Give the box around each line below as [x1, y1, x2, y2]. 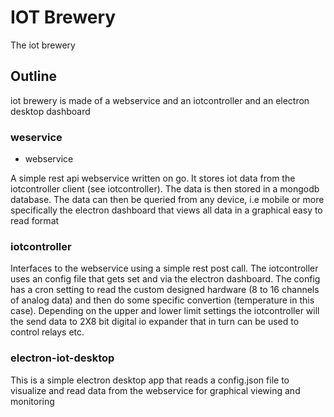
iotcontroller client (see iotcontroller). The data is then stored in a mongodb [10, 183, 320, 195]
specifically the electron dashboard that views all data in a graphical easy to [10, 204, 323, 216]
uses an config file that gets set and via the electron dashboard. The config [10, 273, 321, 285]
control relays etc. [10, 326, 85, 338]
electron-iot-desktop [10, 351, 115, 365]
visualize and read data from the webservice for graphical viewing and [10, 384, 301, 396]
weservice [10, 130, 63, 144]
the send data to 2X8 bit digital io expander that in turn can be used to [10, 316, 300, 328]
